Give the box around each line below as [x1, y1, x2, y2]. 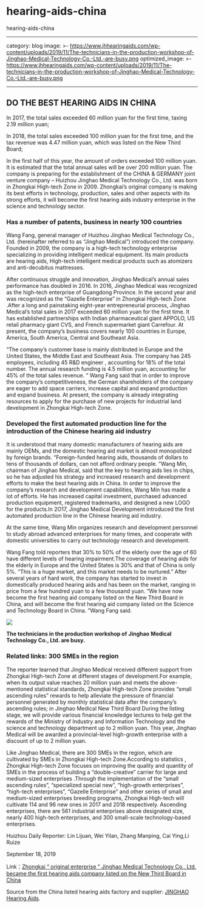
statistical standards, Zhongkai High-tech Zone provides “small [34, 685, 192, 693]
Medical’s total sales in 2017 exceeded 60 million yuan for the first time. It [6, 308, 190, 315]
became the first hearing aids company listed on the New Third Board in [6, 870, 186, 877]
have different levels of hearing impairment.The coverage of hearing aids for [6, 555, 197, 562]
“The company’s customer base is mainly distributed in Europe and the [6, 346, 183, 353]
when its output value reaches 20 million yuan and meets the [6, 679, 159, 686]
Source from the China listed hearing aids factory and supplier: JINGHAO [6, 888, 189, 895]
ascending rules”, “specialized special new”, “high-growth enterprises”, [6, 781, 184, 788]
